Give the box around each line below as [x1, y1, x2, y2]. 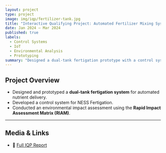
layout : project [5, 7, 39, 12]
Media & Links [5, 129, 49, 137]
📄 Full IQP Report [12, 142, 47, 148]
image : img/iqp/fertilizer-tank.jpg [5, 16, 81, 21]
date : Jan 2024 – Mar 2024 [5, 26, 61, 31]
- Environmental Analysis [9, 48, 63, 53]
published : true [5, 30, 39, 35]
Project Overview [5, 76, 60, 84]
